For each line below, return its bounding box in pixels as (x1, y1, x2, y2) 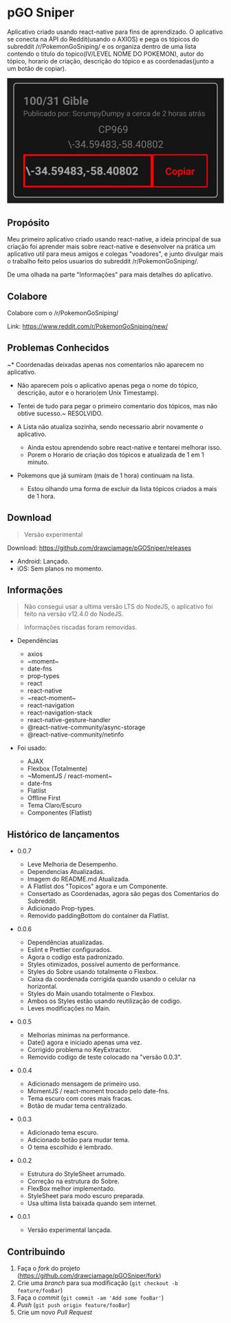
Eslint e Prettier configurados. (27, 946, 112, 954)
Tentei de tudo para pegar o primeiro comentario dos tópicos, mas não (16, 401, 218, 410)
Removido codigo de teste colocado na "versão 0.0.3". (27, 1053, 182, 1062)
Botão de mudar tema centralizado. (27, 1102, 128, 1110)
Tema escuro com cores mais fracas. (27, 1095, 133, 1103)
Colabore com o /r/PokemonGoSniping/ (7, 308, 119, 317)
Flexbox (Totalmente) (27, 764, 88, 773)
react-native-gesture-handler (27, 716, 111, 724)
